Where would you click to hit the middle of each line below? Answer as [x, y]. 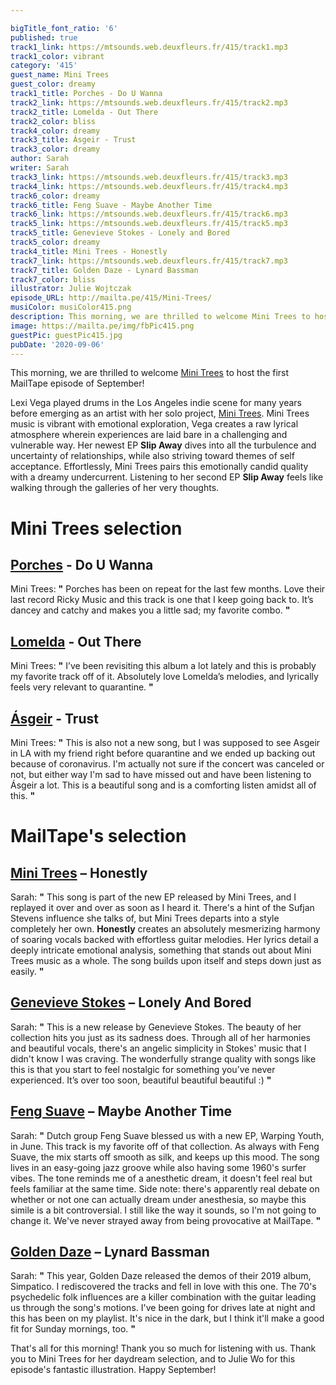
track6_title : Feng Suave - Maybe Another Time [111, 205]
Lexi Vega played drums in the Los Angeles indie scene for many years [156, 403]
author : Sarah [40, 159]
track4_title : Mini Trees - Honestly [89, 251]
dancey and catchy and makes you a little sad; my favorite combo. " [150, 610]
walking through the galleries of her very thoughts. [115, 488]
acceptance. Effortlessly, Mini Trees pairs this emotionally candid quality [159, 467]
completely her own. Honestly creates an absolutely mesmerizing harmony [165, 929]
